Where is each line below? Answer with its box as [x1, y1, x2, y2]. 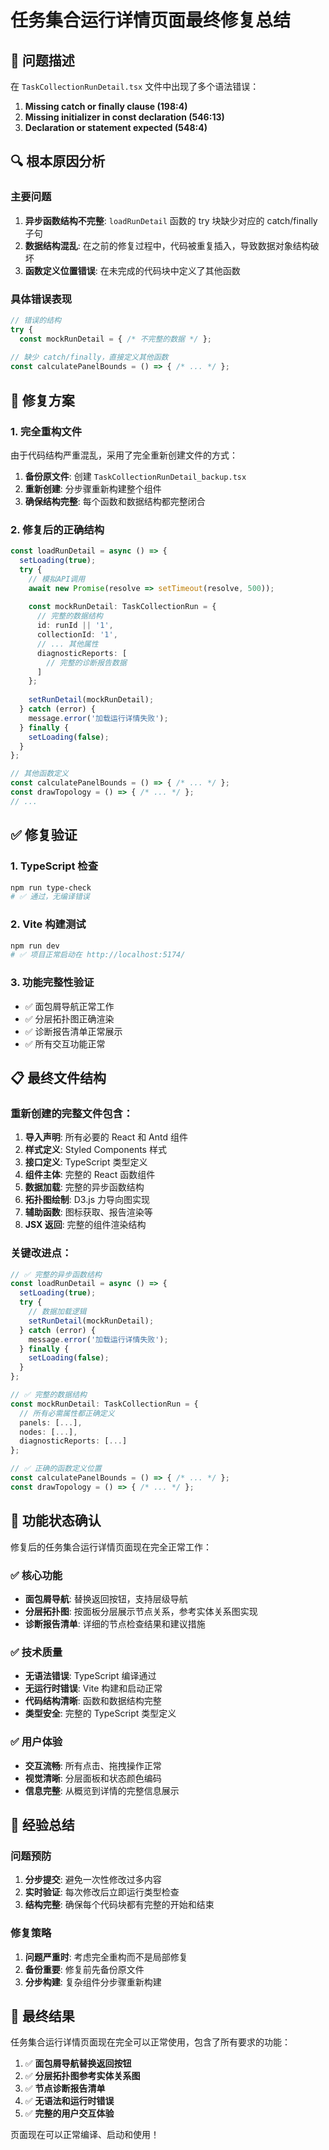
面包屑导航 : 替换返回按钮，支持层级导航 [24, 1592, 188, 1605]
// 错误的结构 [10, 315, 62, 325]
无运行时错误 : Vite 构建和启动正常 [24, 1682, 163, 1695]
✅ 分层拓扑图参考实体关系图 [24, 2070, 141, 2082]
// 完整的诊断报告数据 [46, 657, 127, 668]
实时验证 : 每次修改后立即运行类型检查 [24, 1886, 180, 1898]
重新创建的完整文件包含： [10, 1106, 134, 1120]
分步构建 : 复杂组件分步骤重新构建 [24, 1976, 162, 1988]
